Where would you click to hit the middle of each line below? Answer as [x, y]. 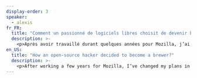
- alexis [22, 22]
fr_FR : [14, 28]
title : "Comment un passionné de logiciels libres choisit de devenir [99, 33]
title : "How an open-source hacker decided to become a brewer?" [93, 55]
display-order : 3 [27, 11]
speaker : [17, 17]
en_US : [14, 50]
